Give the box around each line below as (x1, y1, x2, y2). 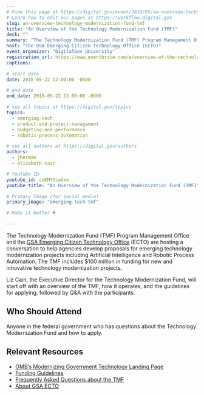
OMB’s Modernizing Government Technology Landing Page (15, 363, 164, 370)
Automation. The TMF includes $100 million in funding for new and (6, 258, 173, 265)
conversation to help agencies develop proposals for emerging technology (6, 245, 193, 252)
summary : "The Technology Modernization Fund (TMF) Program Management (6, 37, 191, 43)
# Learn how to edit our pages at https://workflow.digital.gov (6, 15, 172, 21)
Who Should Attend (6, 306, 82, 317)
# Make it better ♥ (6, 210, 56, 216)
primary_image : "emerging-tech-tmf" (6, 199, 99, 205)
